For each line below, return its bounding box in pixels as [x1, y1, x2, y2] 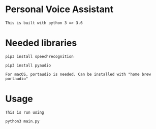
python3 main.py [5, 118, 40, 124]
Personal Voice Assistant [5, 4, 114, 15]
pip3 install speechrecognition [5, 54, 74, 59]
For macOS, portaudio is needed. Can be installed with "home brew [5, 72, 151, 77]
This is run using [5, 110, 44, 115]
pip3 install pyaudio [5, 62, 51, 68]
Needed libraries [5, 37, 77, 49]
